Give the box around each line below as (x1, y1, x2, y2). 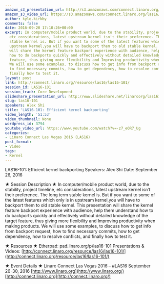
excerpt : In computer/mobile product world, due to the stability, (5, 30, 145, 35)
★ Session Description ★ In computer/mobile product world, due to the (5, 181, 149, 187)
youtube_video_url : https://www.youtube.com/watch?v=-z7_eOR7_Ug (5, 126, 141, 130)
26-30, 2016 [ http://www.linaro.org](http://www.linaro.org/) (5, 268, 124, 274)
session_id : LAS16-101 (5, 84, 51, 90)
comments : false (5, 21, 38, 26)
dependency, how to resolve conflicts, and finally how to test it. (5, 233, 132, 239)
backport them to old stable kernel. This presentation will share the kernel (5, 202, 154, 208)
